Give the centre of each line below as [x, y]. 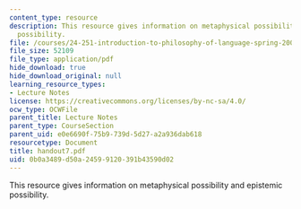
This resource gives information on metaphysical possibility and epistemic [146, 185]
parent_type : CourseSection [62, 126]
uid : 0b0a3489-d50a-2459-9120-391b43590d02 [92, 159]
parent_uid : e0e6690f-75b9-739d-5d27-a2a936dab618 [106, 135]
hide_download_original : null [66, 76]
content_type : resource [54, 17]
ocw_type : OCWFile [43, 109]
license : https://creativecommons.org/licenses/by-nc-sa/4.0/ [128, 101]
